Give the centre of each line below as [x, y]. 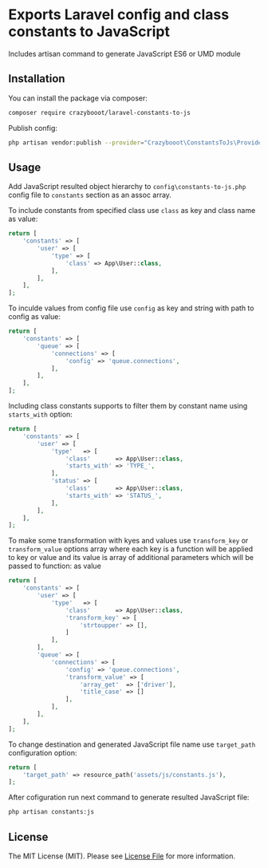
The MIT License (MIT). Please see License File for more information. [122, 856]
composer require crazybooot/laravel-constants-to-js [100, 112]
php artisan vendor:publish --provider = [77, 142]
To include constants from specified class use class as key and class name [132, 211]
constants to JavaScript [89, 32]
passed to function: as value [55, 566]
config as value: [35, 317]
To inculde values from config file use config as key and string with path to [131, 308]
